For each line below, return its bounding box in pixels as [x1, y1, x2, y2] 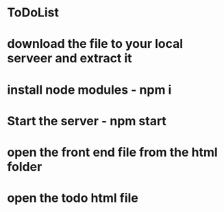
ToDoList [7, 5, 60, 21]
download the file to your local [7, 36, 184, 52]
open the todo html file [7, 190, 138, 206]
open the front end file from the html [7, 144, 218, 160]
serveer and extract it [7, 51, 132, 66]
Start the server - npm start [7, 113, 166, 129]
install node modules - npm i [7, 82, 172, 97]
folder [7, 159, 42, 174]
